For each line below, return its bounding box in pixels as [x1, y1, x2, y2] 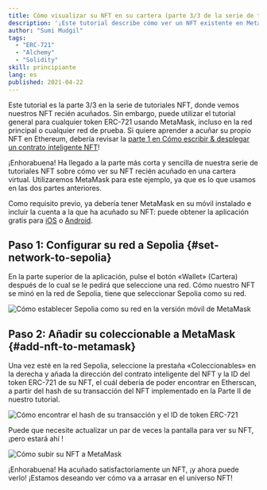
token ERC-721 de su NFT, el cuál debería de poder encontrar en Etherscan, [8, 378, 257, 387]
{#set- [186, 238, 219, 251]
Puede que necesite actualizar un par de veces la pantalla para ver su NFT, [8, 426, 254, 435]
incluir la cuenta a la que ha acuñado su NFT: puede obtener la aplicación [8, 207, 249, 216]
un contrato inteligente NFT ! [8, 142, 101, 152]
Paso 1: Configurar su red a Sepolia [8, 238, 184, 251]
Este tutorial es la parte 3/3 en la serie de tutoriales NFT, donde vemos [8, 100, 240, 110]
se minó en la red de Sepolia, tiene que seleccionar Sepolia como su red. [8, 289, 247, 298]
